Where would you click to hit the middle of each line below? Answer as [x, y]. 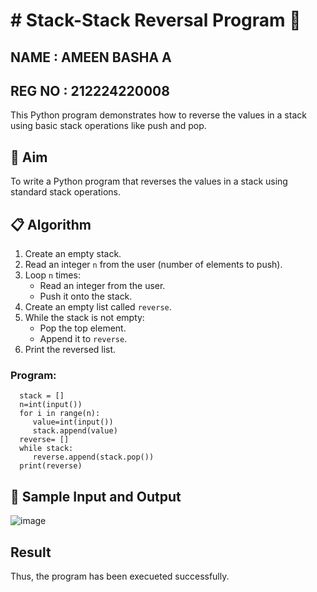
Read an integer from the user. [102, 286]
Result [31, 552]
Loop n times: [52, 275]
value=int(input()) [73, 422]
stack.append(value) [75, 431]
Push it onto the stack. [86, 296]
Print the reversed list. [70, 350]
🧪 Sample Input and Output [96, 496]
